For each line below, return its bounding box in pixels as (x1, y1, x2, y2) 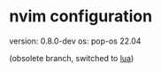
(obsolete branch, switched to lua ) (9, 52, 134, 63)
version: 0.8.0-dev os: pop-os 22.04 (9, 36, 142, 46)
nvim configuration (9, 6, 153, 27)
